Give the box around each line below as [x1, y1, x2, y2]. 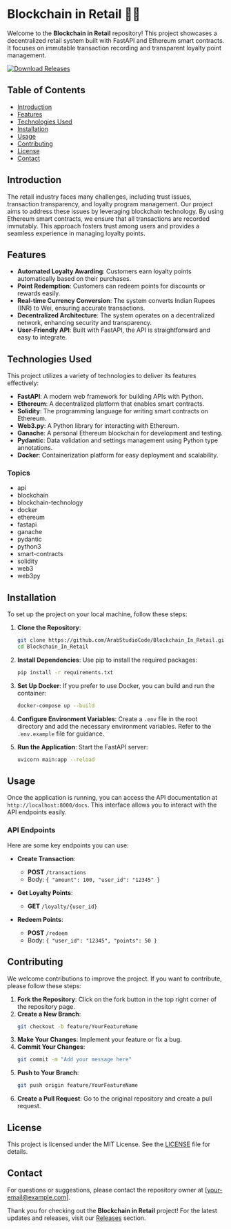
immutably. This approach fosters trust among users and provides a [7, 222, 200, 230]
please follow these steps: [7, 981, 81, 990]
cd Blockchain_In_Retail [17, 643, 89, 651]
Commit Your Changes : [17, 1043, 86, 1051]
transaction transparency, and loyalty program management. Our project [7, 199, 213, 208]
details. [7, 1148, 28, 1156]
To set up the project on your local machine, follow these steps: [7, 610, 188, 618]
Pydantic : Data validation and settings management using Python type [17, 436, 219, 444]
